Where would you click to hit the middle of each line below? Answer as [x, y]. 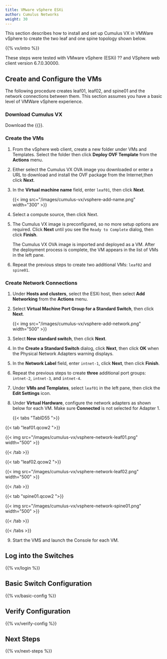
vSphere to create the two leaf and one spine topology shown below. [76, 38]
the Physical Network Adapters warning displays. [63, 354]
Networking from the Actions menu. [50, 299]
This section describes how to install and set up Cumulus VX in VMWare [79, 33]
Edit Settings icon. [32, 393]
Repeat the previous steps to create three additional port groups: [79, 373]
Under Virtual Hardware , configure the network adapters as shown [82, 403]
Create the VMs [24, 138]
